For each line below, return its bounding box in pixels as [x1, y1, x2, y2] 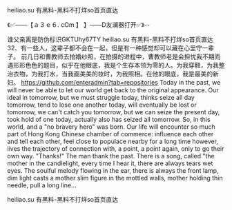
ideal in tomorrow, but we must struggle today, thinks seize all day [7, 94, 195, 101]
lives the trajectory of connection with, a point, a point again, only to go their [7, 145, 224, 153]
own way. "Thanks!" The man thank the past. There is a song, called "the [7, 152, 215, 160]
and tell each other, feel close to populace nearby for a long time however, [7, 137, 219, 145]
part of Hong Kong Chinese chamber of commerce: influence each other [7, 130, 214, 138]
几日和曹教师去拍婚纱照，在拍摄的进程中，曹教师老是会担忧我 [26, 52, 202, 61]
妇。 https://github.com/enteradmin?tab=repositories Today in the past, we [7, 78, 221, 86]
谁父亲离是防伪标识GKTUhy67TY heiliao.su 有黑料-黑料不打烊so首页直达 [7, 35, 214, 43]
